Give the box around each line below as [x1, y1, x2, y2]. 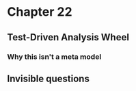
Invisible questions [7, 73, 90, 84]
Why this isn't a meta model [7, 52, 102, 62]
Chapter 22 [7, 4, 73, 20]
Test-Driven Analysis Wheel [7, 31, 130, 43]
